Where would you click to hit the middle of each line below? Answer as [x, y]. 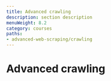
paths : [14, 34]
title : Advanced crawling [38, 12]
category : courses [29, 28]
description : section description [49, 17]
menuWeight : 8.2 [26, 23]
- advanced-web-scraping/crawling [49, 39]
